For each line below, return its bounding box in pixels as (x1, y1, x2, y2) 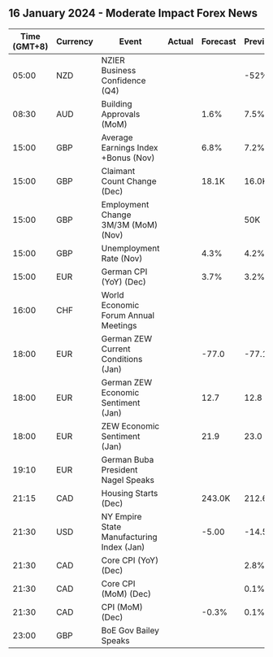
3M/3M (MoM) (101, 219, 158, 230)
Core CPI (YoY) (101, 555, 159, 566)
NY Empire (101, 511, 142, 522)
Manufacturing (101, 531, 158, 542)
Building (101, 98, 132, 109)
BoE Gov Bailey (101, 624, 160, 636)
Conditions (101, 353, 143, 364)
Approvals (101, 108, 141, 120)
